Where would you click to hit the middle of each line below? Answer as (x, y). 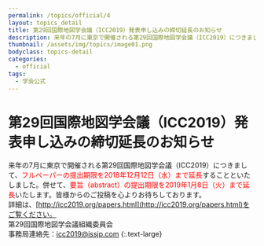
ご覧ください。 (32, 215)
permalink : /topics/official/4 (59, 15)
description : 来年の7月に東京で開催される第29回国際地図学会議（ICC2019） (119, 37)
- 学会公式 (31, 81)
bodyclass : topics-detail (50, 52)
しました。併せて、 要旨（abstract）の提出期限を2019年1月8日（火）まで (126, 185)
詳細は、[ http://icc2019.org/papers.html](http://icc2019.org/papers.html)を (129, 204)
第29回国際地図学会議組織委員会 (61, 224)
